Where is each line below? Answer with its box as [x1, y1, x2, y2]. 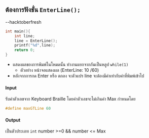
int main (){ [5, 29, 30, 34]
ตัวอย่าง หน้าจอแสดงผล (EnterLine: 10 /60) [20, 67, 99, 73]
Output [5, 117, 21, 123]
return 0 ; [14, 48, 35, 53]
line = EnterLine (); [14, 38, 58, 43]
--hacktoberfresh [5, 19, 42, 25]
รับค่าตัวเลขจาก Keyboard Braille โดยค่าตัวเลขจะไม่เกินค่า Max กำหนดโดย [5, 96, 136, 102]
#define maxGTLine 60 [5, 106, 51, 111]
